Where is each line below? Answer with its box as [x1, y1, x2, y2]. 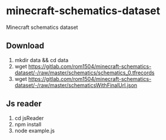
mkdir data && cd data [14, 56, 69, 63]
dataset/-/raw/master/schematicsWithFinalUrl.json [14, 82, 137, 89]
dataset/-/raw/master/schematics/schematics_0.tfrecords [14, 69, 155, 76]
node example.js [14, 127, 55, 134]
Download [6, 41, 44, 51]
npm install [14, 121, 42, 128]
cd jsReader [14, 114, 44, 122]
